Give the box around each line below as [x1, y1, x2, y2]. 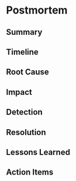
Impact [6, 87, 32, 97]
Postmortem [6, 4, 68, 17]
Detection [6, 107, 43, 117]
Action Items [6, 167, 54, 177]
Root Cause [6, 67, 50, 77]
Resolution [6, 127, 46, 137]
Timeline [6, 47, 39, 57]
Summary [6, 27, 43, 37]
